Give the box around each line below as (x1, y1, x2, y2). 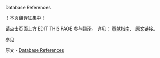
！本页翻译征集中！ (5, 15, 46, 21)
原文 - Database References (5, 47, 64, 53)
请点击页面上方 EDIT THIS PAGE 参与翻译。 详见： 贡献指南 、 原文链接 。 (5, 25, 158, 32)
